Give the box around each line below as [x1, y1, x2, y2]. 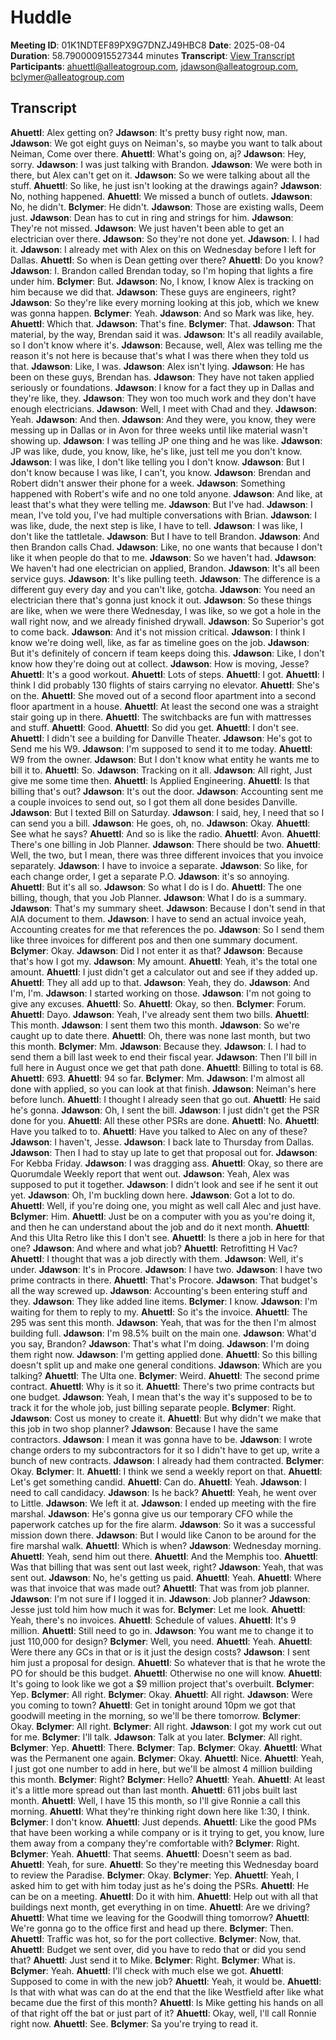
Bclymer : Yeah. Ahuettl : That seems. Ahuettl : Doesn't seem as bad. [10, 1847, 293, 1860]
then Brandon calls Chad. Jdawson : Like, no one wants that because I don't [10, 541, 323, 553]
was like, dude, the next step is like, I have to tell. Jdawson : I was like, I [10, 519, 303, 531]
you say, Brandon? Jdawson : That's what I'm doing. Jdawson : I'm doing [10, 1337, 310, 1350]
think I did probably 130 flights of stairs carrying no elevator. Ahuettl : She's [10, 679, 320, 691]
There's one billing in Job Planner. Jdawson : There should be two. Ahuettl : [10, 838, 321, 850]
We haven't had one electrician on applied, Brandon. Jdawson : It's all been [10, 562, 320, 574]
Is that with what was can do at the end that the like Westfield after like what [10, 1986, 324, 1998]
